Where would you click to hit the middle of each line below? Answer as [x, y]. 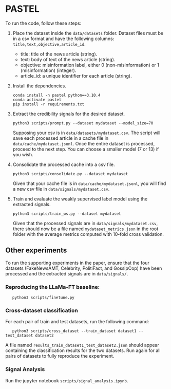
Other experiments [36, 251]
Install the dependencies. [40, 86]
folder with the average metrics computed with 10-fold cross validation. [88, 234]
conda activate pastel [37, 100]
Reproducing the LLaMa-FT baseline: [53, 287]
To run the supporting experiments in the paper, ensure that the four [78, 263]
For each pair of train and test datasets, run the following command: [77, 322]
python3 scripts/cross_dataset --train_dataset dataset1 [74, 331]
